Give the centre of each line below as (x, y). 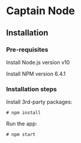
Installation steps (32, 89)
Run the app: (22, 124)
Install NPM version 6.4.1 (36, 74)
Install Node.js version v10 (38, 62)
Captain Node (41, 11)
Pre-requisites (27, 50)
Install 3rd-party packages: (39, 102)
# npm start (21, 135)
